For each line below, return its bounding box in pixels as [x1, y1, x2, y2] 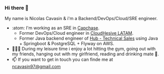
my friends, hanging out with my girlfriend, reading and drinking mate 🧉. [11, 51, 159, 57]
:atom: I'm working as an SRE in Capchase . [11, 25, 100, 31]
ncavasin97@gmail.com [11, 64, 61, 70]
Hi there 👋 [4, 4, 29, 11]
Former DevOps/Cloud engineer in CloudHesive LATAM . [19, 30, 134, 36]
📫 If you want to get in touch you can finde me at [11, 56, 113, 63]
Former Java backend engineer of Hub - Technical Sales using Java [19, 35, 158, 41]
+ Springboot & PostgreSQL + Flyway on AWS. [19, 41, 114, 47]
